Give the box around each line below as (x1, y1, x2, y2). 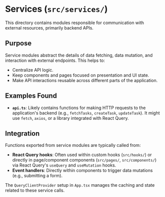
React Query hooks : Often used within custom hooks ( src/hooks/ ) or (12, 152, 152, 158)
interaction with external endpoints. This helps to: (5, 57, 106, 63)
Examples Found (5, 92, 57, 100)
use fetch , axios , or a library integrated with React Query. (12, 115, 129, 121)
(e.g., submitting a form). (12, 173, 63, 179)
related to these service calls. (5, 188, 65, 194)
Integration (5, 129, 40, 138)
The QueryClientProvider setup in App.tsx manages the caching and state (5, 182, 155, 188)
